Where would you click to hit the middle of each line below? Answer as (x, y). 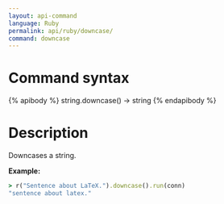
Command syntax (69, 78)
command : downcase (39, 38)
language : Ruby (34, 23)
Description (48, 133)
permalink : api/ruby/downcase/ (61, 31)
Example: (25, 171)
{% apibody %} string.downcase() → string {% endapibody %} (112, 101)
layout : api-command (43, 16)
